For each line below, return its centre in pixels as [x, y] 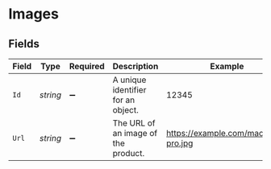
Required [87, 66]
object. [125, 110]
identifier [129, 90]
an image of [135, 133]
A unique [129, 80]
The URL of [134, 123]
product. [129, 153]
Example [227, 66]
